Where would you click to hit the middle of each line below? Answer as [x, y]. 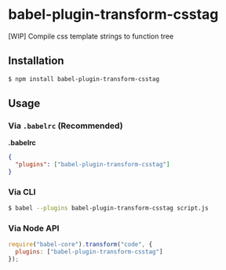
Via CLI [22, 192]
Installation [36, 61]
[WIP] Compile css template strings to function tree [91, 36]
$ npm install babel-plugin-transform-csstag [84, 79]
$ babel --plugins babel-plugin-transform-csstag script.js [109, 208]
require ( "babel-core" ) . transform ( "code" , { [80, 245]
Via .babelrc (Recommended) [66, 126]
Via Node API [34, 228]
